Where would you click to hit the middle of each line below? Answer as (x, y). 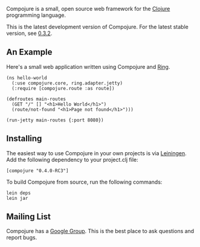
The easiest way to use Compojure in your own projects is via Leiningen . (96, 153)
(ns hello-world (27, 78)
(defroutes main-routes (36, 99)
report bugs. (22, 237)
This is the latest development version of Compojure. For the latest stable (97, 27)
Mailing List (29, 217)
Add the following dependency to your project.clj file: (73, 159)
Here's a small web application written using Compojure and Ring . (88, 66)
